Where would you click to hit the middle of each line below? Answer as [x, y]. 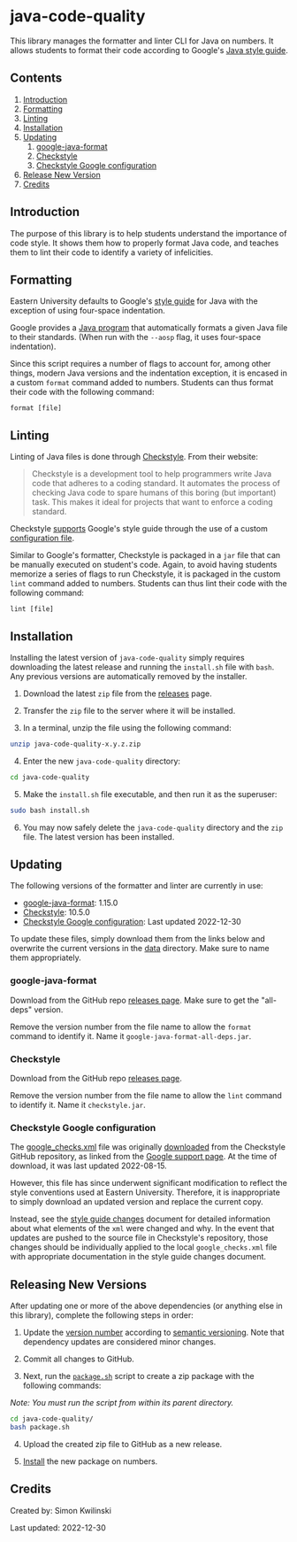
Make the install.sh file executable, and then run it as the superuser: [150, 794]
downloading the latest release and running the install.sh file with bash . [142, 667]
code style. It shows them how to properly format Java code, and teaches [145, 243]
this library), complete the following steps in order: [102, 1315]
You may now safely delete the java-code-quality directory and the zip [153, 827]
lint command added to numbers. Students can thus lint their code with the [148, 584]
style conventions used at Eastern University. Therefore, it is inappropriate [145, 1192]
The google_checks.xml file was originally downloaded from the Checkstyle [148, 1147]
